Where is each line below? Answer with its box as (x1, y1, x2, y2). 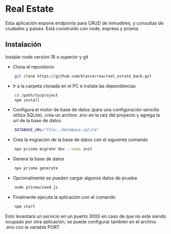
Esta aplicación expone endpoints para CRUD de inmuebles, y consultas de (5, 20, 164, 26)
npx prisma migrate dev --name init (14, 147, 93, 152)
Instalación (5, 40, 42, 49)
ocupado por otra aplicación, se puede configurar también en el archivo (5, 218, 157, 225)
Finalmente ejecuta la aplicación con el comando (12, 194, 116, 200)
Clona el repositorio (12, 63, 55, 69)
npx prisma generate (14, 166, 58, 171)
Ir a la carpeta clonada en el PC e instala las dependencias (12, 83, 136, 89)
